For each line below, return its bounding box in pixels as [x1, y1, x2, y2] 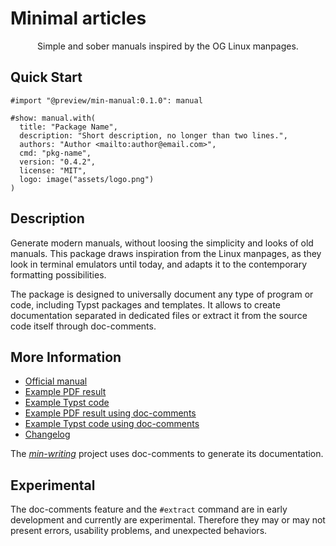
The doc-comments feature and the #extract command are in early [10, 503, 288, 516]
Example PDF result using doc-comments [24, 407, 197, 419]
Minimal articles [10, 7, 147, 30]
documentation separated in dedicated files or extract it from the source [10, 309, 308, 321]
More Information [10, 348, 122, 366]
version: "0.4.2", [19, 157, 97, 167]
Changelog [24, 428, 71, 441]
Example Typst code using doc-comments [24, 418, 200, 430]
